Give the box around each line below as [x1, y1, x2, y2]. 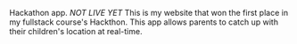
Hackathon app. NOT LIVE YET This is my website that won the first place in [9, 8, 288, 18]
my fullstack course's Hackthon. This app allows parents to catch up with [9, 17, 279, 27]
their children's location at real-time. [9, 26, 143, 36]
